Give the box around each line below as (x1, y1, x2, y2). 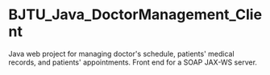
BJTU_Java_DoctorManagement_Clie (8, 6, 263, 24)
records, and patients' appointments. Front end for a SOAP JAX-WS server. (8, 57, 258, 67)
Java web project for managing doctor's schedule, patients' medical (8, 49, 235, 58)
